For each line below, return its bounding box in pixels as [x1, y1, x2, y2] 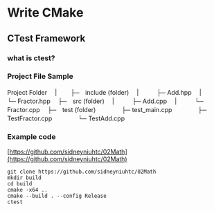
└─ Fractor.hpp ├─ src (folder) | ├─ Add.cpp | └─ [7, 97, 204, 105]
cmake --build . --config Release [7, 192, 107, 200]
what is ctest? [7, 53, 55, 63]
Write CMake [7, 5, 84, 21]
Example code [7, 131, 56, 141]
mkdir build [7, 174, 42, 181]
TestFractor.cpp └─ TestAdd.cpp [7, 114, 125, 122]
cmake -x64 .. [7, 187, 48, 194]
